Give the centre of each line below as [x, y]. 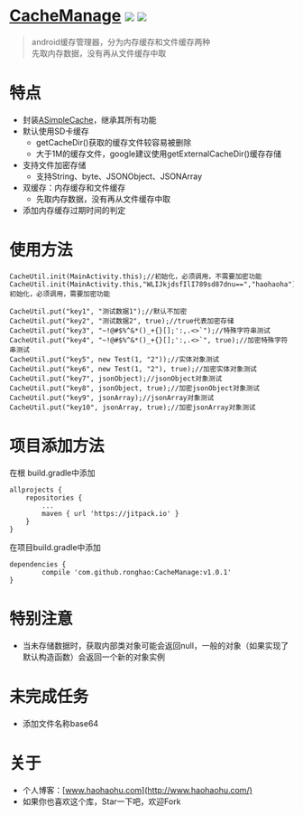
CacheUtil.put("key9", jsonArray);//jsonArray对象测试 [112, 398]
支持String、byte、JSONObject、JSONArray [119, 176]
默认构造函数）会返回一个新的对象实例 [93, 657]
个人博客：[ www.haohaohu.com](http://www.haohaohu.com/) [137, 790]
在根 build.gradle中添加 [53, 473]
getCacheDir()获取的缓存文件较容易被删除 [114, 142]
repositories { [54, 498]
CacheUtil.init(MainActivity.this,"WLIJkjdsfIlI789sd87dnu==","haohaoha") [153, 284]
